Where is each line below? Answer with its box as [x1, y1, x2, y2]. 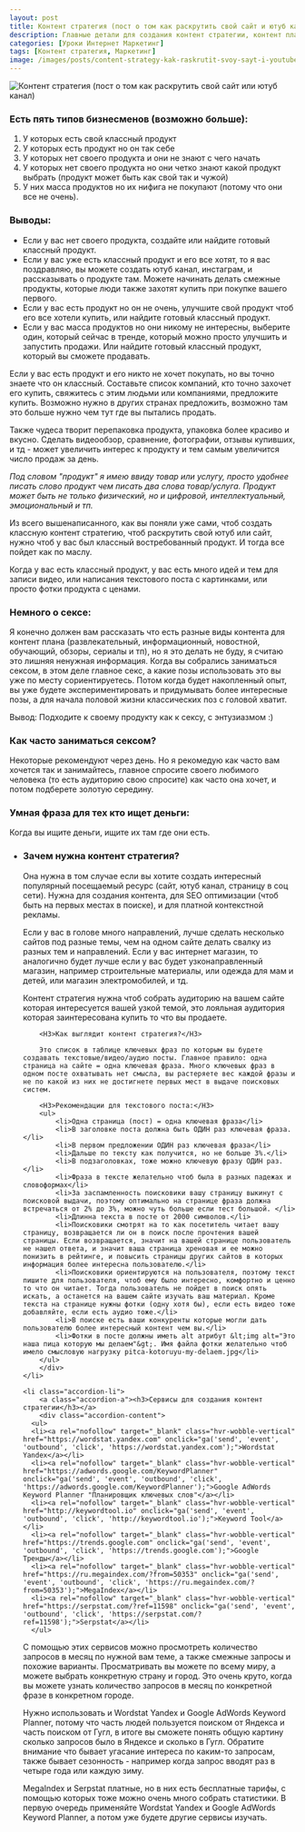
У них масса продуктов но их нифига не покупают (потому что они [22, 182, 283, 193]
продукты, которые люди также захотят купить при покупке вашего [22, 282, 288, 293]
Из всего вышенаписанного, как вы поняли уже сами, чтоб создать [9, 517, 272, 528]
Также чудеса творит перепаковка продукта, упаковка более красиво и [9, 424, 290, 435]
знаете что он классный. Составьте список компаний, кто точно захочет [9, 378, 292, 389]
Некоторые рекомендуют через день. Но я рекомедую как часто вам [9, 755, 280, 766]
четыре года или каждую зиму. [22, 1765, 144, 1776]
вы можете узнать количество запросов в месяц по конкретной [22, 1679, 272, 1690]
